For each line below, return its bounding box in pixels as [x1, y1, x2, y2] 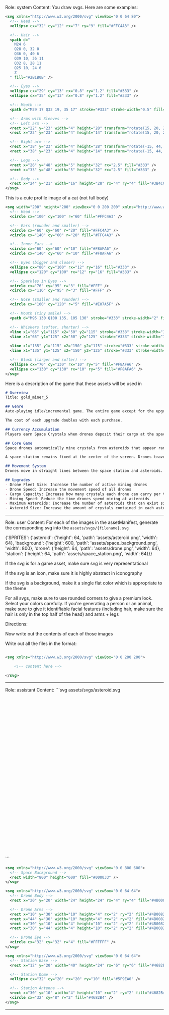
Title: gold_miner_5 [5, 395, 49, 400]
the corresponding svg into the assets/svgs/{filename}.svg [5, 525, 129, 531]
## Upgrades [5, 477, 30, 483]
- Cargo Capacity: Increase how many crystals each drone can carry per [5, 492, 161, 497]
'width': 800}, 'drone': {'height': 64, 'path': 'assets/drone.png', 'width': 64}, [5, 545, 161, 552]
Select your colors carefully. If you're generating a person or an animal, [5, 601, 153, 607]
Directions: [5, 621, 28, 627]
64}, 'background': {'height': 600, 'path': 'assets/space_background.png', [5, 540, 158, 546]
